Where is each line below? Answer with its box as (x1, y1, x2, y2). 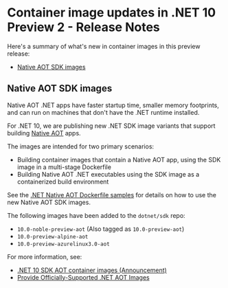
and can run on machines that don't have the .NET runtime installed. (7, 108, 200, 116)
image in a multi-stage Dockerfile (16, 163, 112, 171)
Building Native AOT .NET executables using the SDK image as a (16, 170, 200, 178)
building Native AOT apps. (7, 129, 81, 137)
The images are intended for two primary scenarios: (7, 142, 155, 151)
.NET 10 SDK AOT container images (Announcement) (16, 266, 167, 274)
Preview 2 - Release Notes (7, 19, 160, 35)
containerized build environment (16, 177, 109, 186)
